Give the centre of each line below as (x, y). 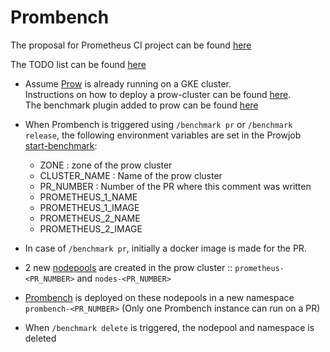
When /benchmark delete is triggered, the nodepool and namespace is (169, 327)
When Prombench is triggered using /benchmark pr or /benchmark (158, 124)
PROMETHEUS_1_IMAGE (89, 207)
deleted (40, 338)
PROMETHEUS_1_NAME (88, 197)
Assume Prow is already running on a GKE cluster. (128, 83)
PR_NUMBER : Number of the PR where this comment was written (175, 186)
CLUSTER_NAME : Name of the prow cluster (131, 175)
